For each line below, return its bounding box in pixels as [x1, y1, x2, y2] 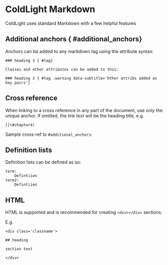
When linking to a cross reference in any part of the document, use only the [5, 107, 163, 113]
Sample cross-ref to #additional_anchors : [5, 131, 93, 137]
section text [5, 246, 33, 252]
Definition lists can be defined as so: [5, 159, 81, 165]
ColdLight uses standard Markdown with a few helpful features [5, 20, 137, 26]
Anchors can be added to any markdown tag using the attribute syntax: [5, 48, 154, 54]
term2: [5, 178, 19, 183]
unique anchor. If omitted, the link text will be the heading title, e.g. [5, 113, 144, 119]
